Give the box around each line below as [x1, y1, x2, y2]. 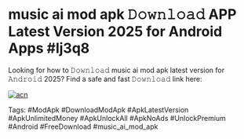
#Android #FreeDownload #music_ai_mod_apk [8, 122, 158, 131]
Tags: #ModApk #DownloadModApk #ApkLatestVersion [8, 104, 189, 115]
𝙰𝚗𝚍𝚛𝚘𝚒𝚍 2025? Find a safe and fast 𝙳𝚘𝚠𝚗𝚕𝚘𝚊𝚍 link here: [8, 74, 202, 83]
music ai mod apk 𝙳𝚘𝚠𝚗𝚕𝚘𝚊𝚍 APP [8, 5, 237, 24]
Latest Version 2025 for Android [8, 23, 223, 41]
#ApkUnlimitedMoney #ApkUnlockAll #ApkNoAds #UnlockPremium [8, 113, 226, 123]
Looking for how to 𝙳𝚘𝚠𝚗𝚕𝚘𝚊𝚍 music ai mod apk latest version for [8, 65, 225, 75]
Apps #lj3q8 [8, 39, 90, 57]
